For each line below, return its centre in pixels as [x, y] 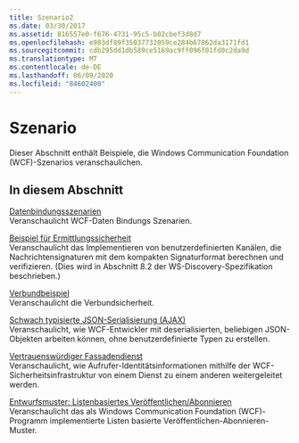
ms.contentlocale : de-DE [55, 68]
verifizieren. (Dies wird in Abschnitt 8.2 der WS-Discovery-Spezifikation [141, 267]
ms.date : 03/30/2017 [48, 26]
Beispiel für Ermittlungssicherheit [70, 238]
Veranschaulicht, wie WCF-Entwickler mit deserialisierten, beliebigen [136, 330]
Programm [29, 421]
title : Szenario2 [42, 17]
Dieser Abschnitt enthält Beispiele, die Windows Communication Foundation [149, 152]
